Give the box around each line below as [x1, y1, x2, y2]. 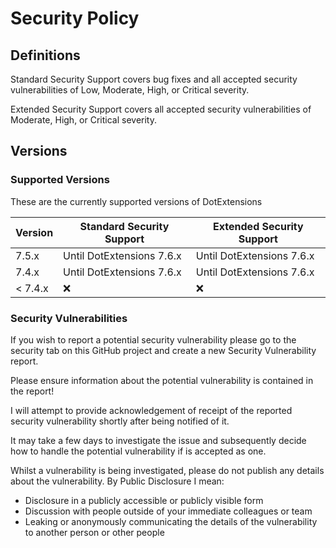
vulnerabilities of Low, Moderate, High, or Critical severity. [10, 84, 250, 96]
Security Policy [10, 7, 140, 30]
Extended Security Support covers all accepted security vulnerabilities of [10, 103, 312, 115]
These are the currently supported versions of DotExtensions [10, 195, 263, 207]
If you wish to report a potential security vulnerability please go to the [10, 333, 297, 346]
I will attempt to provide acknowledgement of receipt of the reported [10, 404, 293, 416]
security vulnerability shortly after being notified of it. [10, 415, 230, 427]
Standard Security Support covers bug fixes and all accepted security [10, 73, 298, 85]
